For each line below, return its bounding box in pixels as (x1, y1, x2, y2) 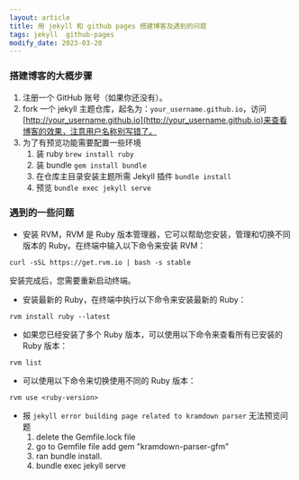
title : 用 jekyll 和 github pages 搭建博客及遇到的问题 (9, 22, 207, 31)
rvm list (9, 358, 42, 367)
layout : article (9, 13, 70, 23)
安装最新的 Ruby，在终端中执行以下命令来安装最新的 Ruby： (22, 294, 247, 304)
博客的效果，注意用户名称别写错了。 (22, 125, 158, 136)
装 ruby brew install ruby (35, 148, 134, 158)
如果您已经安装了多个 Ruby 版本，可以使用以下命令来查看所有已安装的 (22, 329, 284, 340)
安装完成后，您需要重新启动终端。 (9, 275, 136, 285)
